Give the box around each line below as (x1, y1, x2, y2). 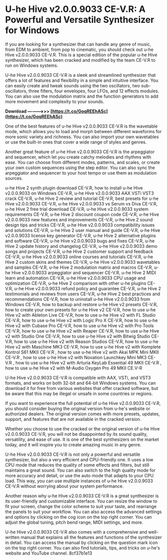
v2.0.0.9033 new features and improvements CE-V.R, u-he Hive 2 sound (5, 216, 153, 222)
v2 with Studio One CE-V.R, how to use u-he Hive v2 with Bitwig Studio (5, 333, 151, 339)
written (5, 534, 20, 540)
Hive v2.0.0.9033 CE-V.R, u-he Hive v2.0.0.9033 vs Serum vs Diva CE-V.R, (5, 200, 158, 206)
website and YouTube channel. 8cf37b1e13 (5, 550, 92, 556)
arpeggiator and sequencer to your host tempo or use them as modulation (5, 170, 157, 176)
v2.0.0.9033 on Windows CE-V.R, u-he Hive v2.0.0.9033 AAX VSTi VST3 (5, 190, 154, 196)
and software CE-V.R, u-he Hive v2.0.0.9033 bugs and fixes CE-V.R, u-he (5, 238, 155, 244)
